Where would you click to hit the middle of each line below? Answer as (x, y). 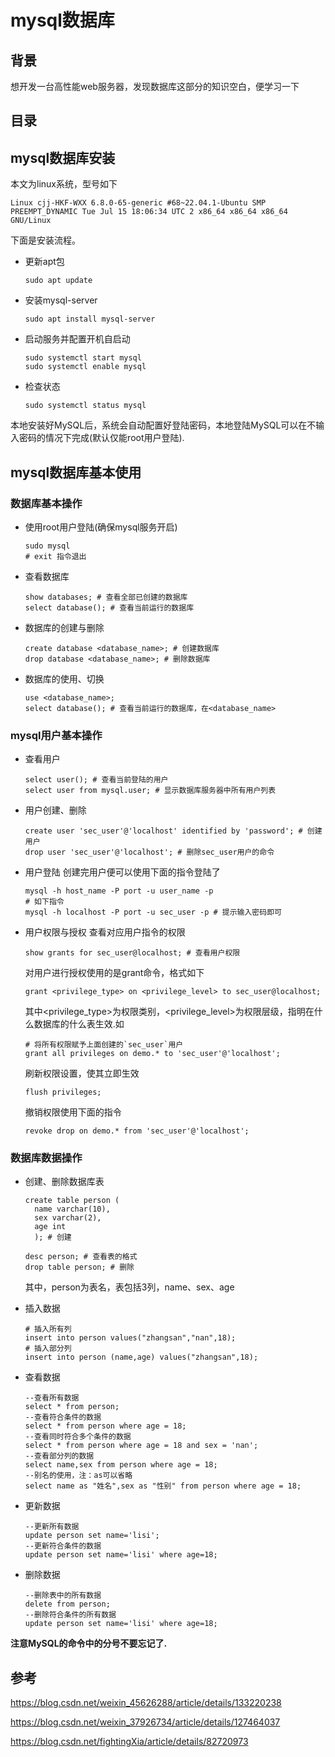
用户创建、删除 (55, 810)
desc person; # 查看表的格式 (81, 1257)
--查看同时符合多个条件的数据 (78, 1437)
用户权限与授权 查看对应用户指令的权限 (105, 932)
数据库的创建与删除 (64, 627)
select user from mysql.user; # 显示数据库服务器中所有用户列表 (150, 791)
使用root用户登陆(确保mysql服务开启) (101, 527)
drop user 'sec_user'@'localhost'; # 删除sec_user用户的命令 (149, 852)
